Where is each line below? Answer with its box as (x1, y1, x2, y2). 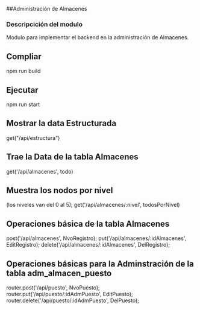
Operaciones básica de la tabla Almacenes (6, 218, 170, 229)
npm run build (6, 68, 41, 75)
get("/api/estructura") (6, 134, 60, 141)
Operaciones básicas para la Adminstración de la (6, 259, 194, 269)
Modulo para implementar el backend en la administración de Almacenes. (6, 34, 189, 41)
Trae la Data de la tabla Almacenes (6, 152, 139, 162)
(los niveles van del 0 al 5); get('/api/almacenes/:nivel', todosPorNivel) (6, 201, 180, 209)
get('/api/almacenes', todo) (6, 168, 73, 175)
